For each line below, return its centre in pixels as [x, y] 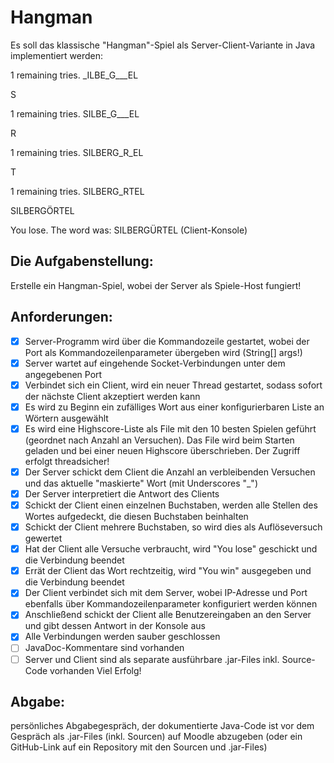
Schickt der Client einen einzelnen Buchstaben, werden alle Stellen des [171, 505]
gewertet [43, 538]
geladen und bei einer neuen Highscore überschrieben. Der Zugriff [162, 450]
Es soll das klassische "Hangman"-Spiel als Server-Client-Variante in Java [163, 45]
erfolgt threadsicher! [67, 461]
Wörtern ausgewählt [66, 418]
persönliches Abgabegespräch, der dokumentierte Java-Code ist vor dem [162, 726]
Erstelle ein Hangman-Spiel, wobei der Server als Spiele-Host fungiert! [156, 285]
